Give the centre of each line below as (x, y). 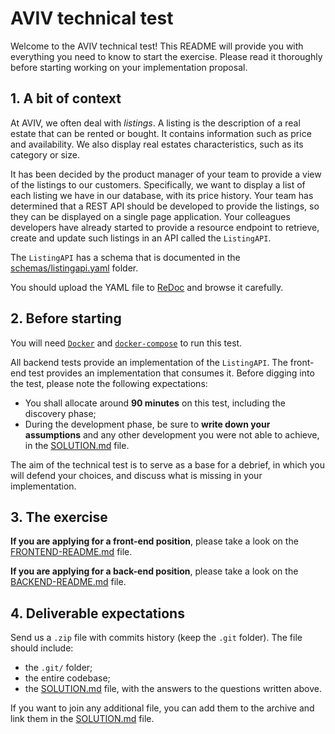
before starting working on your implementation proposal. (129, 67)
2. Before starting (66, 318)
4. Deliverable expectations (97, 613)
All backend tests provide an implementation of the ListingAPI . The (149, 362)
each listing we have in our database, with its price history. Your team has (162, 195)
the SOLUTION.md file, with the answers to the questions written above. (173, 689)
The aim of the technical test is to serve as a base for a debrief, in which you (168, 464)
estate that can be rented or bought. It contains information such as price (161, 133)
